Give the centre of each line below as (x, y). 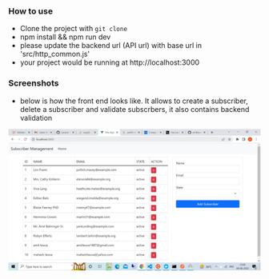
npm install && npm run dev (65, 37)
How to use (31, 11)
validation (36, 118)
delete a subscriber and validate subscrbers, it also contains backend (134, 109)
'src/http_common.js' (55, 54)
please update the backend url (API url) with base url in (111, 46)
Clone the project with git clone (74, 29)
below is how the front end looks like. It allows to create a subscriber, (134, 101)
